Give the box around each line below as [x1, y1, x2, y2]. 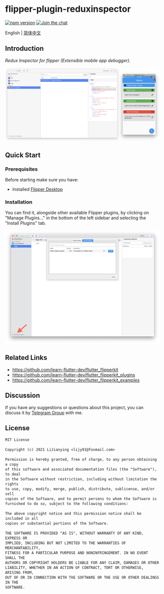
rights [5, 482, 19, 487]
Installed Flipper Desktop [12, 186, 63, 192]
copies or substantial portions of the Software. [5, 521, 109, 526]
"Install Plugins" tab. [5, 220, 46, 226]
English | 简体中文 [5, 30, 41, 35]
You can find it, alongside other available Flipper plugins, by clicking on [5, 210, 149, 216]
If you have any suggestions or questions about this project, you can [5, 404, 144, 410]
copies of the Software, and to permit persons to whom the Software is [5, 497, 157, 502]
